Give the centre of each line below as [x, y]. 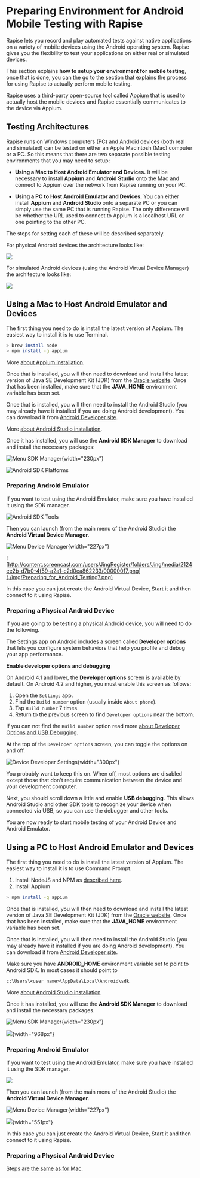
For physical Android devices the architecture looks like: [75, 245]
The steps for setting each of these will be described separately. [85, 233]
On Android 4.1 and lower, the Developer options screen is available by [93, 677]
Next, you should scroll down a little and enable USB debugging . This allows [100, 798]
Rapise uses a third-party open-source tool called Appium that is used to [96, 95]
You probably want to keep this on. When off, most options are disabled [94, 773]
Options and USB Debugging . [42, 732]
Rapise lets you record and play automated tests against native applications [99, 40]
